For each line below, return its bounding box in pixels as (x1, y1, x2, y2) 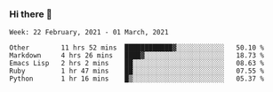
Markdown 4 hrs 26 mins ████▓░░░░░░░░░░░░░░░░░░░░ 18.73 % (9, 51, 265, 60)
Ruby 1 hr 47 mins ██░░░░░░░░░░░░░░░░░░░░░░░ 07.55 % (9, 66, 265, 76)
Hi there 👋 (9, 8, 53, 20)
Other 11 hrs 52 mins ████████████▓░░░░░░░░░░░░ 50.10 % (9, 43, 265, 52)
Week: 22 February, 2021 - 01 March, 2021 (9, 28, 169, 37)
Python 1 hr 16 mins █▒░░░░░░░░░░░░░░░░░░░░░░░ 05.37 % (9, 74, 265, 83)
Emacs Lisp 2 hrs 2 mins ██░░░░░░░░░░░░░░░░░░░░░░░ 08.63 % (9, 59, 265, 68)
